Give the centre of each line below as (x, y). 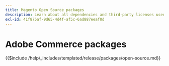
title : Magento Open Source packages (45, 10)
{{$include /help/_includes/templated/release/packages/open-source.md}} (83, 58)
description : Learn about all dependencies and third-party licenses (80, 15)
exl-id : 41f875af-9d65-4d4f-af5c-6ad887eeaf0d (55, 19)
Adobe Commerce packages (66, 44)
